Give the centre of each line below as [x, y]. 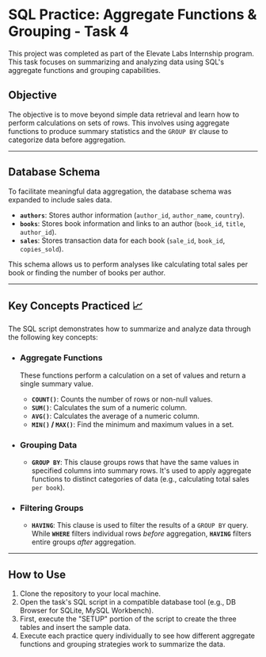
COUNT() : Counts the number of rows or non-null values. [122, 399]
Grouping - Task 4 [68, 31]
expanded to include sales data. [60, 199]
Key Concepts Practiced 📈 [76, 306]
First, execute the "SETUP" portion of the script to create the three [128, 619]
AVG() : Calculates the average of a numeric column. [116, 416]
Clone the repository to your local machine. [90, 594]
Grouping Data [48, 444]
